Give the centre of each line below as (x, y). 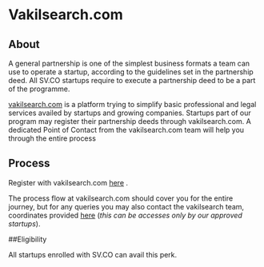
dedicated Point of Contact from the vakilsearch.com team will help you (126, 130)
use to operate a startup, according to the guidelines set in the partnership (131, 72)
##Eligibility (28, 239)
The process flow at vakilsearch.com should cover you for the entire (121, 198)
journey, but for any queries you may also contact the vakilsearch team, (126, 206)
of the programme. (39, 89)
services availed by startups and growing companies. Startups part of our (130, 113)
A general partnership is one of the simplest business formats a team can (129, 63)
